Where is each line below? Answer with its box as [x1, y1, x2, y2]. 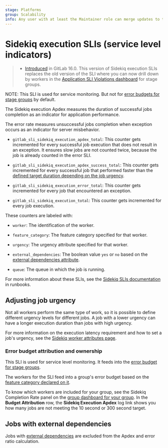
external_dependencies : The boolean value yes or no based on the [12, 251, 148, 257]
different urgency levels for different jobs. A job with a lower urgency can [5, 315, 156, 321]
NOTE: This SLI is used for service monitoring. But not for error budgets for [5, 91, 160, 97]
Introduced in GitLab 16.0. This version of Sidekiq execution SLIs [24, 66, 157, 72]
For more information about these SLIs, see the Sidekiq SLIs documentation [5, 276, 161, 282]
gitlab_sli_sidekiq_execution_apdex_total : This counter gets [12, 136, 141, 142]
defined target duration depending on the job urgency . [12, 173, 125, 179]
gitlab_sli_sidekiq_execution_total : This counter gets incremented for [12, 198, 161, 204]
